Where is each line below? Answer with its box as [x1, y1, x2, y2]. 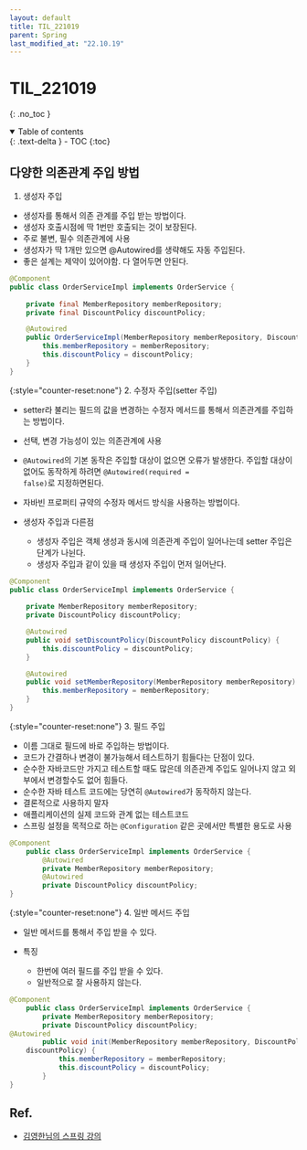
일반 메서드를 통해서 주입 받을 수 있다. [22, 927, 157, 937]
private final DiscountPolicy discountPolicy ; [26, 308, 206, 317]
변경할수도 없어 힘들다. [47, 774, 129, 785]
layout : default [9, 13, 71, 23]
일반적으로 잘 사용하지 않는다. [36, 977, 142, 987]
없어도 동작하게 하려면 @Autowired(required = [22, 465, 190, 476]
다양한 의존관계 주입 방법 [9, 165, 140, 180]
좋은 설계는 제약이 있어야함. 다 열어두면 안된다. [22, 256, 189, 266]
